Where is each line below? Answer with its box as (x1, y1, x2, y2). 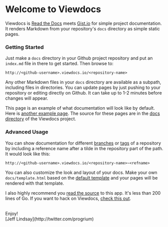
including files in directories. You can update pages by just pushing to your (5, 84, 160, 90)
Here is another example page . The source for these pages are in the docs (5, 110, 160, 117)
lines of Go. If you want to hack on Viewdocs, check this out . (5, 195, 131, 201)
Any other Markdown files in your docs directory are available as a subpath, (5, 79, 161, 85)
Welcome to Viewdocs (5, 4, 101, 15)
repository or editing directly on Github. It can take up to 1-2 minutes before (5, 90, 162, 96)
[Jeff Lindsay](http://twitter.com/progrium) (5, 216, 94, 222)
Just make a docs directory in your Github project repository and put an (5, 55, 153, 61)
